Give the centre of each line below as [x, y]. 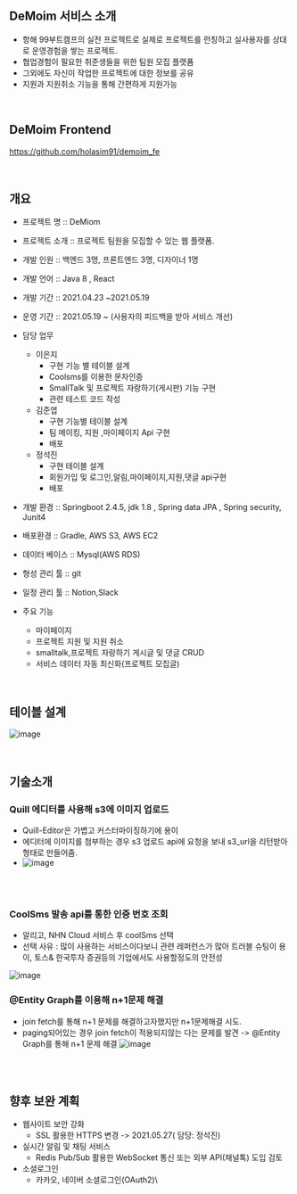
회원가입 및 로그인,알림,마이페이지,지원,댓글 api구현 [138, 477]
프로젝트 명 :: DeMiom [61, 222]
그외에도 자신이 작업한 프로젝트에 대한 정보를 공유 [108, 72]
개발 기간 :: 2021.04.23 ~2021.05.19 [86, 298]
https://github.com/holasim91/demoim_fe [85, 151]
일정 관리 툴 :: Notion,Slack [70, 593]
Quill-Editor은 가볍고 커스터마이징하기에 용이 [100, 830]
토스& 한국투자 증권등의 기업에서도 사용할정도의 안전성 [128, 958]
